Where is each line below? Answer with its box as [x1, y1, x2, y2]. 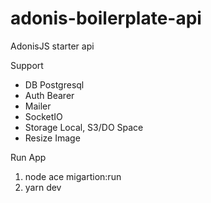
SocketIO [24, 110, 63, 122]
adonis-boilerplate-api [10, 7, 202, 30]
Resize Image [24, 132, 81, 144]
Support [10, 59, 44, 71]
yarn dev [24, 181, 62, 193]
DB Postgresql [24, 78, 85, 91]
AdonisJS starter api [10, 40, 95, 52]
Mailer [24, 100, 52, 112]
